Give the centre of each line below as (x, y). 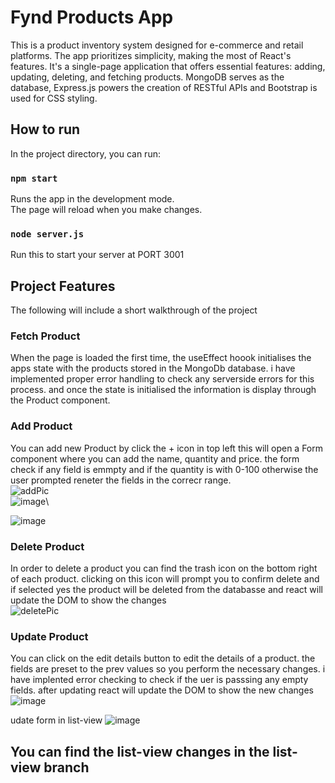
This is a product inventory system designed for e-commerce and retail (157, 45)
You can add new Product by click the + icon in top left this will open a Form (167, 448)
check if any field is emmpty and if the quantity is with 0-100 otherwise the (164, 469)
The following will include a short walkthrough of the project (134, 310)
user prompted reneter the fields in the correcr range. (121, 480)
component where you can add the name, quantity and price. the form (155, 458)
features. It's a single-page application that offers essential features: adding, (168, 66)
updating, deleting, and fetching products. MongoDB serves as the (147, 77)
